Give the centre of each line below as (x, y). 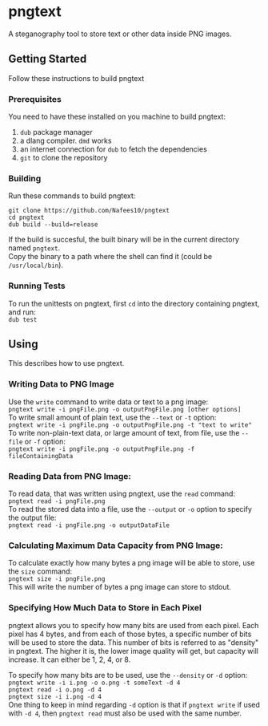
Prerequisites (35, 99)
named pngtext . (34, 248)
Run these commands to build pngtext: (72, 196)
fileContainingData (41, 456)
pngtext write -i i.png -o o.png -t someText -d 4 (94, 683)
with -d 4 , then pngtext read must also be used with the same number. (125, 713)
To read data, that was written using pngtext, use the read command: (122, 494)
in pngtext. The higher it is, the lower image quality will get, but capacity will (133, 651)
